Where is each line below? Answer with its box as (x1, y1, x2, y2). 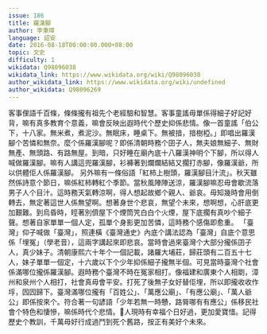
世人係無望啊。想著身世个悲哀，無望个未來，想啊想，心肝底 (56, 198, 252, 208)
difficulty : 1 (8, 56, 56, 64)
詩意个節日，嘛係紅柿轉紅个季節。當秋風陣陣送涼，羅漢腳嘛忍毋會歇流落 (21, 178, 259, 188)
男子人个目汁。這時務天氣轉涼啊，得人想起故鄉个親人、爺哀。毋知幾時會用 (8, 188, 252, 197)
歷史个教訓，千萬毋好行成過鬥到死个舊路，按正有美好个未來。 (8, 317, 211, 327)
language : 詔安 (8, 33, 56, 42)
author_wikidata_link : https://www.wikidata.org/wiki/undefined (8, 78, 226, 86)
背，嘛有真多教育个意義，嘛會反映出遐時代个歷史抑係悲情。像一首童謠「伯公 (8, 118, 259, 128)
